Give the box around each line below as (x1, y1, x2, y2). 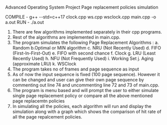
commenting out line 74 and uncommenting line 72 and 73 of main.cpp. (12, 82, 159, 88)
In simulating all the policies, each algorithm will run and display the (12, 103, 151, 109)
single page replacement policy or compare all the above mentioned (12, 92, 153, 98)
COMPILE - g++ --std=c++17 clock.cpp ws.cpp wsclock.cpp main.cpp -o (5, 14, 156, 19)
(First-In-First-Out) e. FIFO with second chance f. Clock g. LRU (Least (12, 50, 156, 56)
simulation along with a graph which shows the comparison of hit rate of (12, 108, 161, 114)
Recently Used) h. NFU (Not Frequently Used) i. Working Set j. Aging (12, 55, 154, 61)
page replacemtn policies (12, 98, 65, 104)
